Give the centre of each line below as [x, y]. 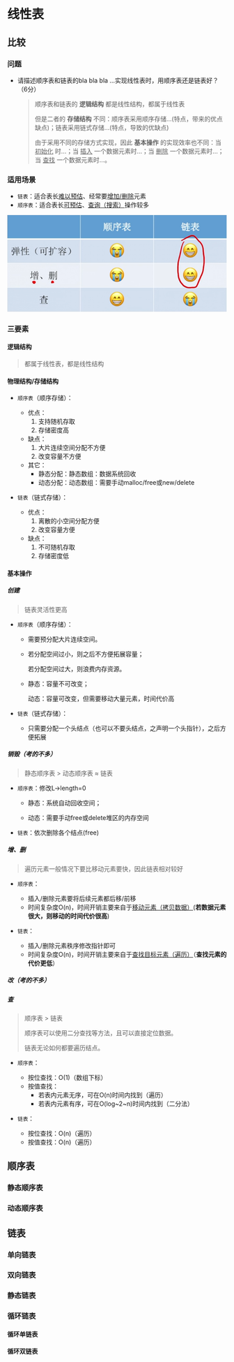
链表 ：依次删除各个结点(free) [58, 833]
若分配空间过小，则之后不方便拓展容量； [86, 654]
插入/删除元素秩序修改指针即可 [72, 945]
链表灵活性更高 [46, 609]
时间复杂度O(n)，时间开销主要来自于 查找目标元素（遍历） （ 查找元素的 [127, 954]
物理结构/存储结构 [33, 381]
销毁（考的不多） [32, 754]
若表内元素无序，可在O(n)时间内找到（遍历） [102, 1094]
